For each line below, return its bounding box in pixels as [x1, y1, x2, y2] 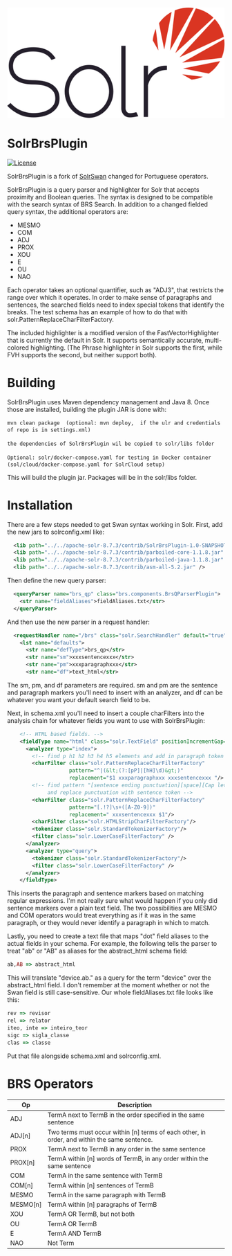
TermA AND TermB [47, 1229, 101, 1237]
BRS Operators [7, 1076, 94, 1091]
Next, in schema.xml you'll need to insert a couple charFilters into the [7, 709, 205, 717]
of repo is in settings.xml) [7, 427, 91, 433]
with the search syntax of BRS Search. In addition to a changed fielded [7, 200, 209, 208]
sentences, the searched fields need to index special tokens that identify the [7, 300, 224, 309]
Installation [7, 497, 73, 513]
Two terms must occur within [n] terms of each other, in [47, 1128, 206, 1136]
